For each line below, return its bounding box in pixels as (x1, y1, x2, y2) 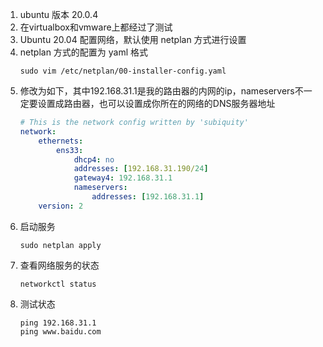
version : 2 (38, 201, 84, 211)
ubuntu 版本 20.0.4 (19, 9, 99, 20)
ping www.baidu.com (19, 326, 102, 337)
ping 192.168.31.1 (19, 318, 97, 328)
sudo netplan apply (19, 240, 102, 250)
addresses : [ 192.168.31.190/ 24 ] (73, 164, 209, 174)
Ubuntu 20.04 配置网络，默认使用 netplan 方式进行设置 (19, 34, 247, 45)
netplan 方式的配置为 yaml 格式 (19, 46, 149, 58)
